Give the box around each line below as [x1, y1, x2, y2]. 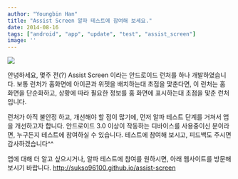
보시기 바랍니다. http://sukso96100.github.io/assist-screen [7, 163, 176, 172]
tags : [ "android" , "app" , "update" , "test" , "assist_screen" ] [7, 30, 196, 38]
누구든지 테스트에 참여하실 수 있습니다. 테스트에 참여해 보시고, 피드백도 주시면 [16, 131, 232, 139]
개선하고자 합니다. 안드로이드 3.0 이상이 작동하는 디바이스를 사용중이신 [14, 122, 211, 131]
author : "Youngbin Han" [7, 10, 78, 18]
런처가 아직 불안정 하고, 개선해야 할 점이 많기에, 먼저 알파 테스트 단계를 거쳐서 [7, 113, 222, 121]
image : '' [7, 37, 37, 44]
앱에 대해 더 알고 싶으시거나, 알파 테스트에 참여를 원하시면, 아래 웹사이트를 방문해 [7, 155, 232, 163]
